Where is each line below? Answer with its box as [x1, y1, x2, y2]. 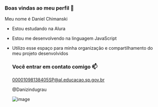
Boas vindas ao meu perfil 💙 [5, 5, 74, 12]
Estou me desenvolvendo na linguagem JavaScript [12, 35, 117, 42]
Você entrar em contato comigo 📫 [12, 63, 98, 70]
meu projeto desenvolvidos [12, 50, 69, 57]
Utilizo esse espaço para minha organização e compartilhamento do [12, 45, 153, 51]
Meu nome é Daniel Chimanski [5, 16, 68, 22]
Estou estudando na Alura [12, 26, 66, 32]
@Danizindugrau [12, 86, 47, 92]
